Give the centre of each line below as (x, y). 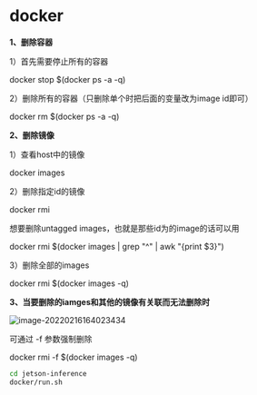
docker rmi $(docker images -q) (69, 283)
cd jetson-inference (49, 373)
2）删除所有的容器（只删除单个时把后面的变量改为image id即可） (131, 98)
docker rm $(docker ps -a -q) (64, 116)
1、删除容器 (31, 42)
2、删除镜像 (32, 135)
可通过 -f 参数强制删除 (51, 339)
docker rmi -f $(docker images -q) (74, 357)
